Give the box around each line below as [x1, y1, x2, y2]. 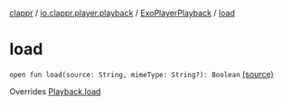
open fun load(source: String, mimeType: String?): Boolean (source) [9, 68, 274, 79]
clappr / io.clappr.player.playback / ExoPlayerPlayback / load [9, 8, 235, 18]
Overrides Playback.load [9, 85, 101, 97]
